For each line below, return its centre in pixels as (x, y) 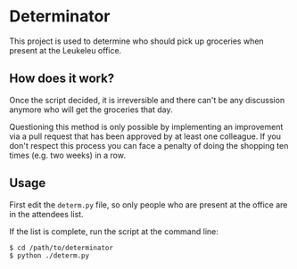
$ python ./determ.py (49, 256)
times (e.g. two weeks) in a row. (68, 155)
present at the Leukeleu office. (66, 50)
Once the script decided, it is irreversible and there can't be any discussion (147, 100)
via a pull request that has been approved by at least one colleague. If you (145, 136)
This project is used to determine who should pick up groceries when (137, 41)
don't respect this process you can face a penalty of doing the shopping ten (149, 145)
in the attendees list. (46, 214)
